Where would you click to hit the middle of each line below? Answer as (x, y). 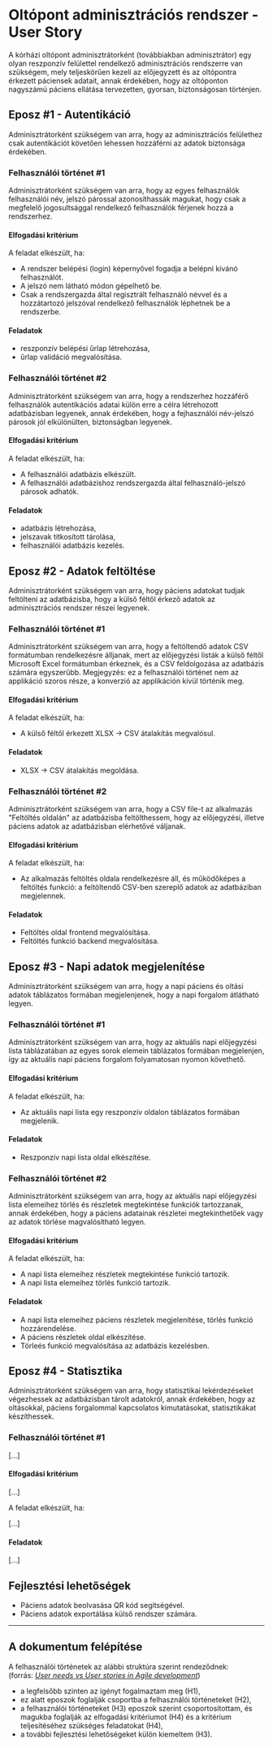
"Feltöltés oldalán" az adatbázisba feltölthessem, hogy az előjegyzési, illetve (136, 817)
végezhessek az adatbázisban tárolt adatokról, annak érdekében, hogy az (132, 1399)
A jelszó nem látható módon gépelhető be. (91, 286)
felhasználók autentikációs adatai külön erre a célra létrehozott (113, 405)
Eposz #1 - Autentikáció (70, 115)
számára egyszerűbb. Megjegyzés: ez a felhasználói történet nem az (124, 673)
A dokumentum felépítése (76, 1647)
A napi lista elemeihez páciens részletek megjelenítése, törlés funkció (136, 1320)
